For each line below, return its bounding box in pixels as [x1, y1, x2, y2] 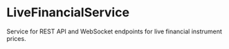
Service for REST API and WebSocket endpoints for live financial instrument [6, 27, 223, 35]
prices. [6, 34, 26, 42]
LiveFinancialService [6, 5, 129, 20]
